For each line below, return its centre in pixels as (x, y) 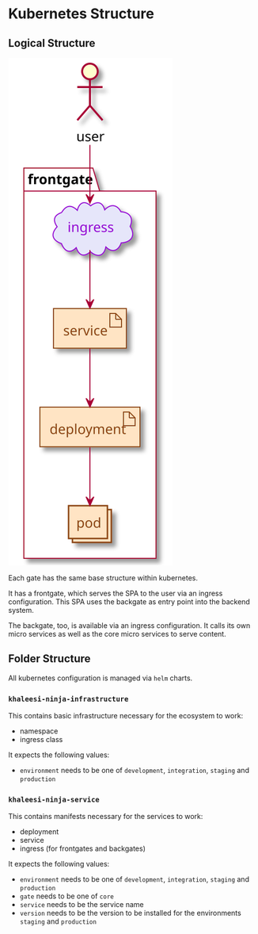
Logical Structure (52, 43)
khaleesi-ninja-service (54, 800)
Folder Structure (49, 659)
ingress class (41, 740)
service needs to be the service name (82, 905)
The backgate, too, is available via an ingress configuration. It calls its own (129, 626)
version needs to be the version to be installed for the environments (130, 913)
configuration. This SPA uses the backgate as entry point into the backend (129, 602)
